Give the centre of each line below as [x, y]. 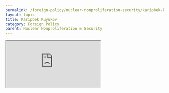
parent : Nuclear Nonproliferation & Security [54, 29]
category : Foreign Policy [32, 24]
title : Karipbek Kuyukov [31, 19]
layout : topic [20, 15]
